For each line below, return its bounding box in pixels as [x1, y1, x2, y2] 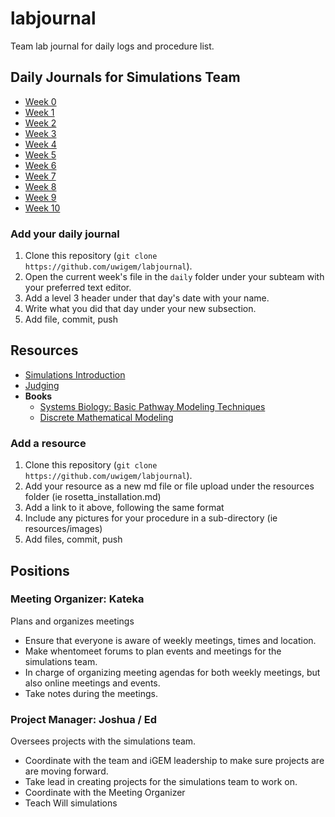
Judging [24, 379, 60, 391]
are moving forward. [24, 765, 109, 777]
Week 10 [24, 202, 61, 214]
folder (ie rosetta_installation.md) [24, 491, 162, 503]
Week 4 [24, 138, 57, 150]
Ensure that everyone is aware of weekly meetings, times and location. [24, 634, 317, 646]
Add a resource [10, 436, 87, 450]
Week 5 [24, 148, 57, 161]
